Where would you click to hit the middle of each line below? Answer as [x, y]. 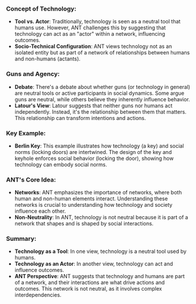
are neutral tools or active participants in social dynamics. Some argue [99, 93]
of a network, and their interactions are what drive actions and [90, 282]
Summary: [21, 239]
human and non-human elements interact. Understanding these [91, 199]
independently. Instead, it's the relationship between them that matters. [100, 112]
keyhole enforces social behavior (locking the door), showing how [94, 158]
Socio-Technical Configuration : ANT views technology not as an [93, 46]
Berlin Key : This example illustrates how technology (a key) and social [99, 146]
